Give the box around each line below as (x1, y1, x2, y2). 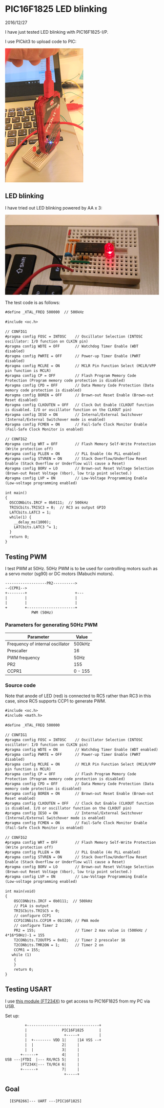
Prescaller (7, 648, 28, 654)
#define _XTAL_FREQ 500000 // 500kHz (5, 310, 84, 315)
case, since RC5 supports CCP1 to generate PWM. (5, 698, 106, 704)
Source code (5, 682, 36, 688)
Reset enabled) (5, 796, 36, 801)
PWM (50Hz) (31, 610, 54, 615)
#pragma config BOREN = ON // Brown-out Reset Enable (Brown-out (5, 791, 154, 796)
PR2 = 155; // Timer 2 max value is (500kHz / (14, 928, 147, 933)
